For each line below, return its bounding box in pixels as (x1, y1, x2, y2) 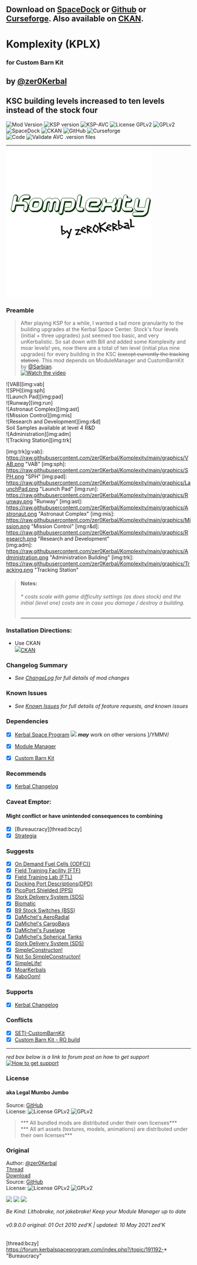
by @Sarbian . (20, 363, 53, 370)
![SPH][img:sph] (6, 387, 45, 394)
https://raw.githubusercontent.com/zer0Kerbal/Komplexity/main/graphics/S (6, 467, 189, 473)
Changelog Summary (6, 662, 68, 670)
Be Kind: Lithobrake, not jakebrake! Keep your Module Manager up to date (6, 1208, 186, 1215)
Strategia (14, 832, 37, 839)
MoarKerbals (14, 966, 46, 973)
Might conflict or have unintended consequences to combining (6, 813, 163, 820)
